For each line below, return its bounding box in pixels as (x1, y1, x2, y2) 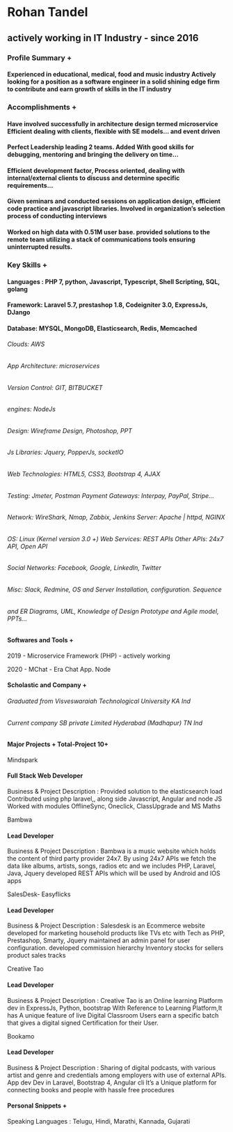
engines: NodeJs (7, 405, 56, 414)
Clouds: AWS (7, 340, 45, 349)
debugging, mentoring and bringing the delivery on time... (7, 151, 179, 159)
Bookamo (7, 1032, 35, 1040)
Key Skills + (7, 259, 47, 269)
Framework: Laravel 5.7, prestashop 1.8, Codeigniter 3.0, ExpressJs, (7, 301, 208, 309)
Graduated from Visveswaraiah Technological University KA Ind (7, 697, 191, 705)
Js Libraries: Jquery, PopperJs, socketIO (7, 448, 124, 457)
